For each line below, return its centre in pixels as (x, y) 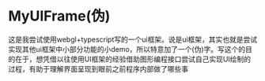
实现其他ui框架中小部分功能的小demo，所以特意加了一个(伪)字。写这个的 (127, 49)
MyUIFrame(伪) (59, 16)
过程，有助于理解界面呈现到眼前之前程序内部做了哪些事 (98, 68)
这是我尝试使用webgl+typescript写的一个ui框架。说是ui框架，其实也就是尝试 (133, 39)
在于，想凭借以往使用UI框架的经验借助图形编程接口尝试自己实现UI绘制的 (133, 59)
